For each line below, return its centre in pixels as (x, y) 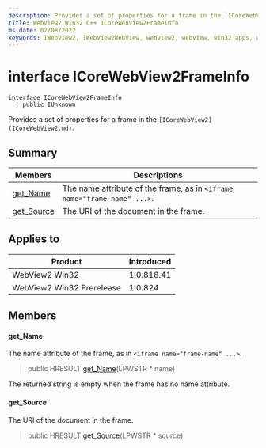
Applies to (34, 239)
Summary (33, 152)
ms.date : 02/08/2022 (42, 30)
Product (66, 261)
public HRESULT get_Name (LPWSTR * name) (101, 369)
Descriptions (158, 175)
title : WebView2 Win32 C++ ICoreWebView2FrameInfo (93, 23)
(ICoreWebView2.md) (40, 129)
